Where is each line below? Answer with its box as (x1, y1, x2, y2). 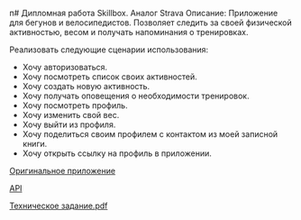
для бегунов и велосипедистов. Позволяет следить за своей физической (9, 17, 293, 28)
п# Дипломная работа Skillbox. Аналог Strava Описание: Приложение (9, 8, 278, 18)
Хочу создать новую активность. (22, 81, 150, 91)
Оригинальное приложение (9, 166, 115, 176)
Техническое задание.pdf (9, 200, 108, 211)
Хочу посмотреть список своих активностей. (22, 71, 198, 82)
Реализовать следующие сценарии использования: (9, 44, 209, 55)
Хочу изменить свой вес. (22, 110, 120, 120)
